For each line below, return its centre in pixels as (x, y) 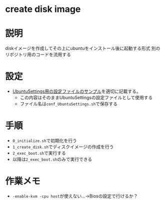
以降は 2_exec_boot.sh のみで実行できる (52, 159)
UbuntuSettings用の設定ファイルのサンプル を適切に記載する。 (76, 91)
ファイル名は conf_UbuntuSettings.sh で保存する (69, 104)
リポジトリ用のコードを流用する (38, 55)
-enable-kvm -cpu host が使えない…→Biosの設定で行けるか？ (75, 196)
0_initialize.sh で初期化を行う (45, 140)
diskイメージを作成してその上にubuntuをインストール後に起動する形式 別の (83, 48)
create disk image (43, 9)
